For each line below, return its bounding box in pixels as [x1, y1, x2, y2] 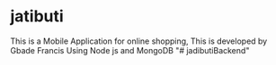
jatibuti [10, 6, 64, 27]
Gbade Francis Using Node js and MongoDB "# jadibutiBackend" [10, 45, 250, 55]
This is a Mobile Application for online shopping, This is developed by [10, 36, 268, 46]
